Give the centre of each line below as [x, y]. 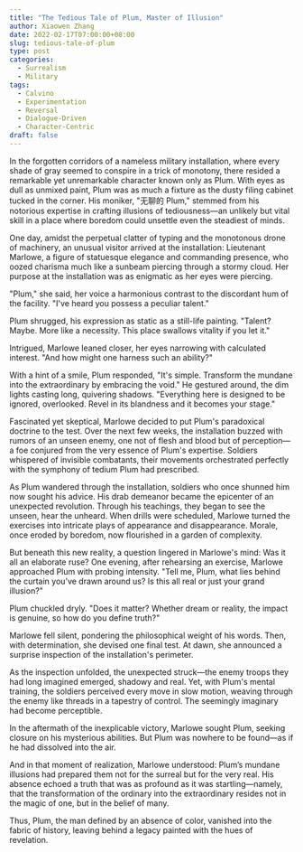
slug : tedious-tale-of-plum [62, 43]
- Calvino [36, 93]
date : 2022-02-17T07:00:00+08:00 [72, 34]
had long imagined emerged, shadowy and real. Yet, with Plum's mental [142, 681]
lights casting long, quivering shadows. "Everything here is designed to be [147, 394]
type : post [30, 51]
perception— [266, 440]
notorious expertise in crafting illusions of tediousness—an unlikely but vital [150, 211]
